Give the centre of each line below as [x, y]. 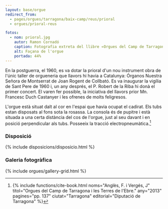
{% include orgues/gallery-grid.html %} [46, 171]
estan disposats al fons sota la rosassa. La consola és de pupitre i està [78, 112]
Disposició [18, 136]
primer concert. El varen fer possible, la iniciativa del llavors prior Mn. [77, 91]
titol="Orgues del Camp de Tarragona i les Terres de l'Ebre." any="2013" [87, 190]
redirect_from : [21, 14]
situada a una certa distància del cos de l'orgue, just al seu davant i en [77, 117]
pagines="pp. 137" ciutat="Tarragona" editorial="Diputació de [76, 196]
